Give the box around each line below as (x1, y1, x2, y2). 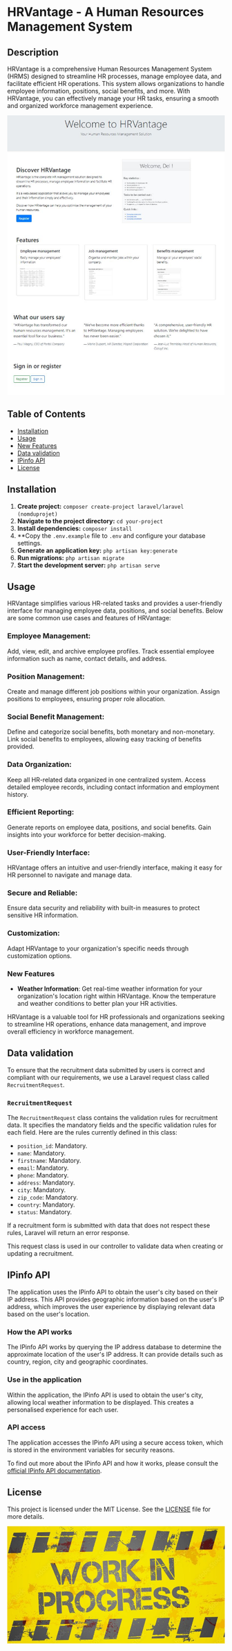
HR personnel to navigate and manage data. (7, 871, 133, 879)
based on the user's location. (7, 1310, 90, 1318)
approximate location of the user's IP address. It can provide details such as (7, 1351, 223, 1359)
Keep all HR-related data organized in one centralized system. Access (7, 775, 206, 784)
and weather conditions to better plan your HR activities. (17, 999, 178, 1007)
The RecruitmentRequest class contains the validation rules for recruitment (7, 1114, 218, 1122)
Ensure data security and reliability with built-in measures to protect (7, 904, 200, 912)
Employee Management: (7, 631, 91, 641)
